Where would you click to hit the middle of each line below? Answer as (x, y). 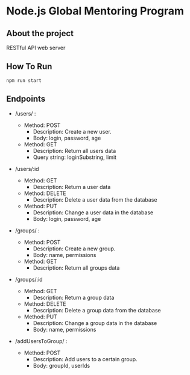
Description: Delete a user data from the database (95, 199)
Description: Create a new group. (74, 249)
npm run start (24, 80)
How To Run (29, 67)
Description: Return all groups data (76, 268)
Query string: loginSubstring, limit (74, 157)
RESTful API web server (36, 48)
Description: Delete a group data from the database (97, 310)
